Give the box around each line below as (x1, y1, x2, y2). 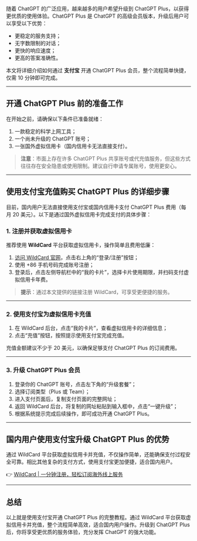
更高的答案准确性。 (14, 55, 62, 61)
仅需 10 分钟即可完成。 (6, 74, 61, 81)
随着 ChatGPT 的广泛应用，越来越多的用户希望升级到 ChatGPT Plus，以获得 (6, 5, 189, 12)
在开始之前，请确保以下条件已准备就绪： (6, 115, 104, 122)
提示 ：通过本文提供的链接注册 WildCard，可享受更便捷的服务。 (20, 288, 173, 295)
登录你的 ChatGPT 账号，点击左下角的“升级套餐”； (14, 380, 137, 388)
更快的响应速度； (14, 47, 56, 54)
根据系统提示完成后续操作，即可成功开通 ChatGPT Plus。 (14, 410, 153, 417)
